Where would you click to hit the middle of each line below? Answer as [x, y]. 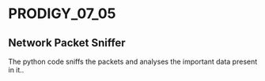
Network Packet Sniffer [67, 43]
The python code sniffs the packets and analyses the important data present [133, 61]
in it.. [16, 70]
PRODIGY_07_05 [62, 14]
